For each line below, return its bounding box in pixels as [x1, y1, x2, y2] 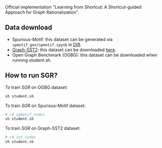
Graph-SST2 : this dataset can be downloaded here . [12, 46, 116, 53]
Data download [5, 23, 52, 32]
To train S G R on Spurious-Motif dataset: [5, 103, 86, 108]
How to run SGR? [5, 71, 58, 80]
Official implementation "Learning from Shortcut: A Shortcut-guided [5, 4, 142, 10]
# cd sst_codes [5, 135, 36, 140]
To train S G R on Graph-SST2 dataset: [5, 126, 81, 131]
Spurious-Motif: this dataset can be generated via [12, 36, 113, 42]
